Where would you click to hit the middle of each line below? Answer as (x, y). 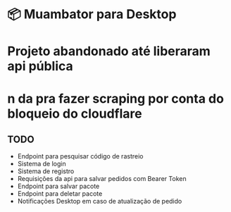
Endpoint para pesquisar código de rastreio (80, 156)
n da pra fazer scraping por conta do (115, 98)
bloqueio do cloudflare (75, 113)
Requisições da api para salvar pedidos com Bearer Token (102, 179)
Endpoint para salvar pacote (58, 186)
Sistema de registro (46, 171)
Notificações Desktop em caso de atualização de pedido (100, 201)
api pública (40, 67)
